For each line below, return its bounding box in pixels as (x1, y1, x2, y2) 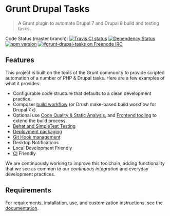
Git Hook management (12, 134, 61, 140)
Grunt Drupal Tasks (5, 3, 90, 15)
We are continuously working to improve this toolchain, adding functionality (5, 160, 165, 166)
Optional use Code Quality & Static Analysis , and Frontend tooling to (12, 112, 157, 118)
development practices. (5, 171, 55, 177)
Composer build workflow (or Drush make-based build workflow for (12, 101, 157, 107)
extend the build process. (12, 117, 67, 124)
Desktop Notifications (12, 139, 59, 145)
